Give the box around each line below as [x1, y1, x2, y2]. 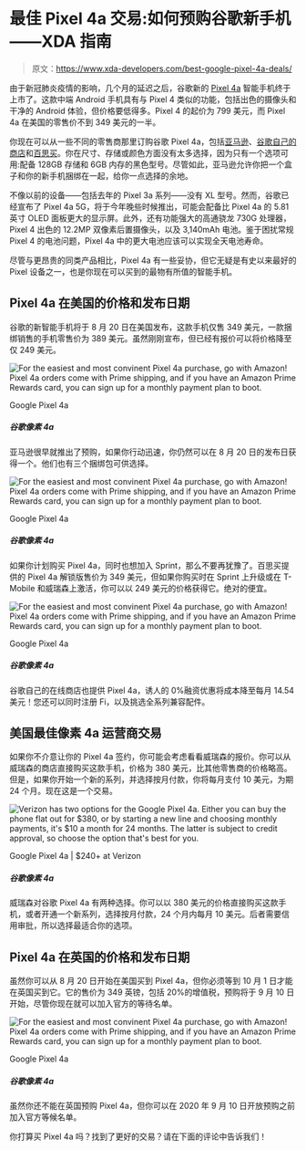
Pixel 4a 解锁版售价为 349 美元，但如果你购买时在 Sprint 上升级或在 [26, 571, 282, 582]
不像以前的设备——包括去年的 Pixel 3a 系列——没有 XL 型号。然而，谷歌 [9, 189, 281, 201]
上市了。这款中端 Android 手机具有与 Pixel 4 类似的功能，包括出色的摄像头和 [9, 93, 297, 105]
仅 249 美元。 [9, 344, 61, 355]
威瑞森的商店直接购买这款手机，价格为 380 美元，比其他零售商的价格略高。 [9, 763, 293, 774]
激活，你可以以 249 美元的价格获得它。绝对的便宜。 [76, 582, 272, 593]
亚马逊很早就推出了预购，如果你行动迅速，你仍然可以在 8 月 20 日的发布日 [9, 446, 289, 457]
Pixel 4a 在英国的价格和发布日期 [9, 949, 190, 965]
